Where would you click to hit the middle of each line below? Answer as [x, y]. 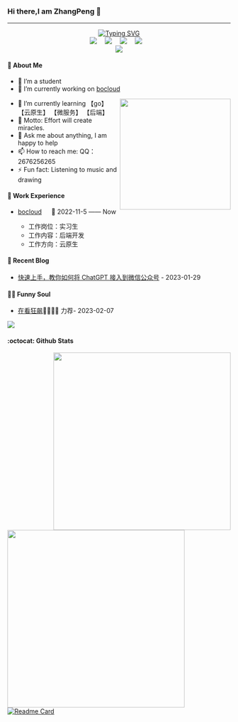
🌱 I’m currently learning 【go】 [62, 103]
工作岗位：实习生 [53, 226]
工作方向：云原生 [53, 244]
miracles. [31, 128]
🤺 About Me [25, 65]
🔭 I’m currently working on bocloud [69, 89]
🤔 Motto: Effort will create [55, 120]
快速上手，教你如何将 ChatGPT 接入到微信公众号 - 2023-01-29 [109, 277]
